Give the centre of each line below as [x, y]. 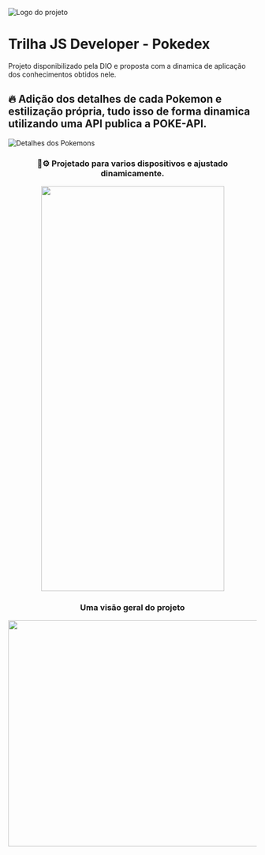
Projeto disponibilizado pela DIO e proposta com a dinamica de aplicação [127, 66]
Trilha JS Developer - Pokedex [109, 44]
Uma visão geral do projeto [132, 607]
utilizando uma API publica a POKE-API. [108, 124]
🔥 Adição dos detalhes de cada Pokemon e [115, 99]
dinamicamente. [132, 173]
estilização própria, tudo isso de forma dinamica [129, 112]
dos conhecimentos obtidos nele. [62, 74]
